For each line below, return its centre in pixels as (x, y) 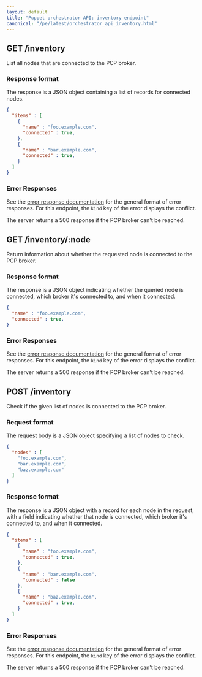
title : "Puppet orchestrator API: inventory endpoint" (78, 18)
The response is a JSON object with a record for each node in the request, (100, 510)
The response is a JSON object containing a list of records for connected (99, 92)
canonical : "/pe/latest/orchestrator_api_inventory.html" (82, 23)
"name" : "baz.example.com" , (60, 597)
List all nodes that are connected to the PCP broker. (71, 63)
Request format (30, 422)
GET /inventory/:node (48, 239)
